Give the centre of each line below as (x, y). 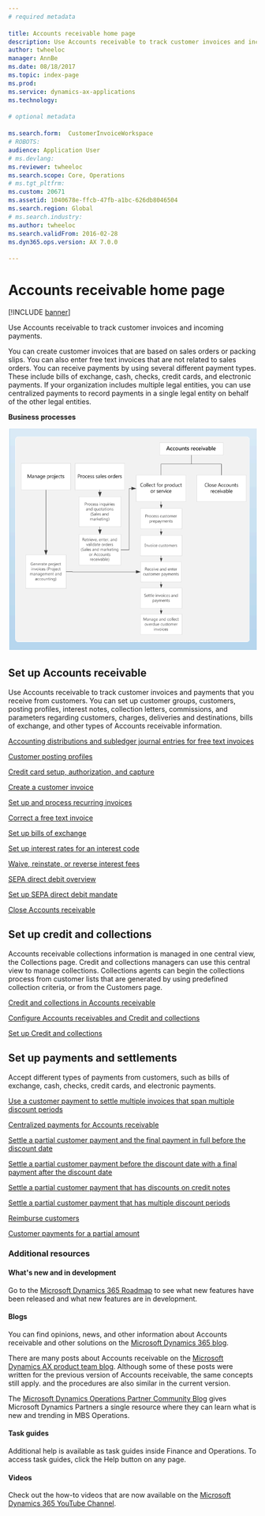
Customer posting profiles (50, 756)
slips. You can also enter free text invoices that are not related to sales (122, 360)
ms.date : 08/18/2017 (42, 67)
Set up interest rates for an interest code (74, 848)
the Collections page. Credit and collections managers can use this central (129, 962)
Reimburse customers (44, 1218)
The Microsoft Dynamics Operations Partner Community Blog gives (118, 1398)
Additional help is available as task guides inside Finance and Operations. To (132, 1451)
